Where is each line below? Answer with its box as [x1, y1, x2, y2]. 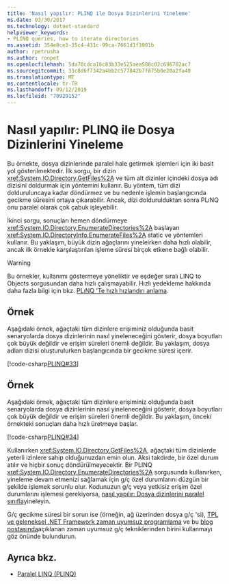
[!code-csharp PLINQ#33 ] [7, 359, 79, 368]
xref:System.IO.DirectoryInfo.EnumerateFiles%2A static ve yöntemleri [7, 231, 203, 239]
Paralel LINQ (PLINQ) [16, 570, 77, 579]
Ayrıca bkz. [7, 552, 57, 563]
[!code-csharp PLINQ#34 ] [7, 433, 79, 441]
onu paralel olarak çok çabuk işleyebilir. [7, 203, 118, 211]
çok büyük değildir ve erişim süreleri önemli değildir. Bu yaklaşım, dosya [7, 339, 210, 347]
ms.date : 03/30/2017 [7, 16, 66, 23]
